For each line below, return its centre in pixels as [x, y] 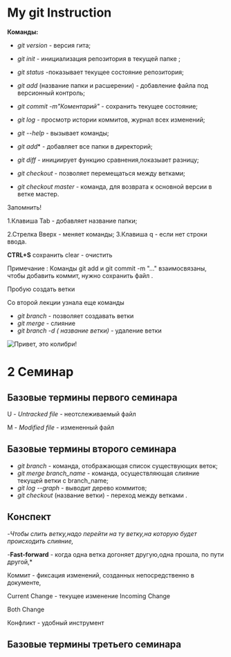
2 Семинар [40, 372]
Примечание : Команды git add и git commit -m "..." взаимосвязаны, [107, 268]
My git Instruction [59, 13]
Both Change [26, 609]
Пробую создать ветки [41, 289]
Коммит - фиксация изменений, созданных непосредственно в [101, 575]
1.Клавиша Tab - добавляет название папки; [72, 221]
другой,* [20, 562]
